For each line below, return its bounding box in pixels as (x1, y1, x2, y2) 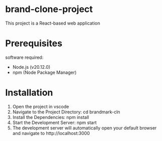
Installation (5, 87, 53, 98)
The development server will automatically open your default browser (12, 124, 157, 131)
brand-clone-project (5, 4, 93, 15)
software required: (5, 54, 44, 60)
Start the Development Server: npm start (12, 119, 97, 125)
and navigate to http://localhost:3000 (12, 130, 90, 136)
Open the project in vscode (12, 103, 69, 109)
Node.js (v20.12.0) (12, 64, 50, 70)
